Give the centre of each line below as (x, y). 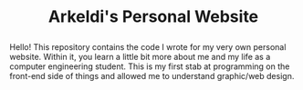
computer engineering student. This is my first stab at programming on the (150, 66)
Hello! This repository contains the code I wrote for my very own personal (148, 47)
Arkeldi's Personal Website (153, 17)
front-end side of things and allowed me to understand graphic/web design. (152, 76)
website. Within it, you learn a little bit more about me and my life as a (140, 57)
